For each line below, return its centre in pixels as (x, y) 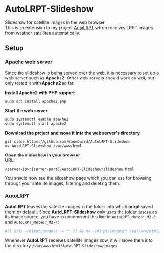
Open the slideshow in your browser (42, 155)
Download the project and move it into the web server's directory (72, 133)
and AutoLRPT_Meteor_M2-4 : (32, 222)
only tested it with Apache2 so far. (40, 83)
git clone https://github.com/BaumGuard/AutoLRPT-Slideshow (68, 142)
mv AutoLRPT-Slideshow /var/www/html (43, 146)
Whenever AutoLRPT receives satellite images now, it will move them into (79, 240)
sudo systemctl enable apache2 (37, 119)
